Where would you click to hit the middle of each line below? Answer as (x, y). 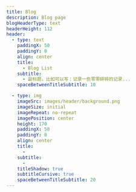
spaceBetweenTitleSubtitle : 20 (57, 180)
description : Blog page (36, 18)
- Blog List (37, 68)
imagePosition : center (46, 118)
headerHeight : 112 (29, 29)
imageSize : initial (42, 107)
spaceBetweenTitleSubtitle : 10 (57, 85)
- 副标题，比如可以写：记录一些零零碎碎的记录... (76, 79)
